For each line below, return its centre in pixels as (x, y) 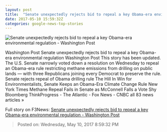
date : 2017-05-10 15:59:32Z (34, 19)
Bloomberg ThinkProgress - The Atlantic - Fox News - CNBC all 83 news (79, 95)
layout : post (19, 10)
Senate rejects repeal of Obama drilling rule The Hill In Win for (69, 79)
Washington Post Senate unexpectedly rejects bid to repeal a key (72, 53)
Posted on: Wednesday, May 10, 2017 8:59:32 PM (68, 125)
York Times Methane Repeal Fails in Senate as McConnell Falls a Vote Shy (81, 89)
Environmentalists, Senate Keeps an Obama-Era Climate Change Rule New (82, 84)
